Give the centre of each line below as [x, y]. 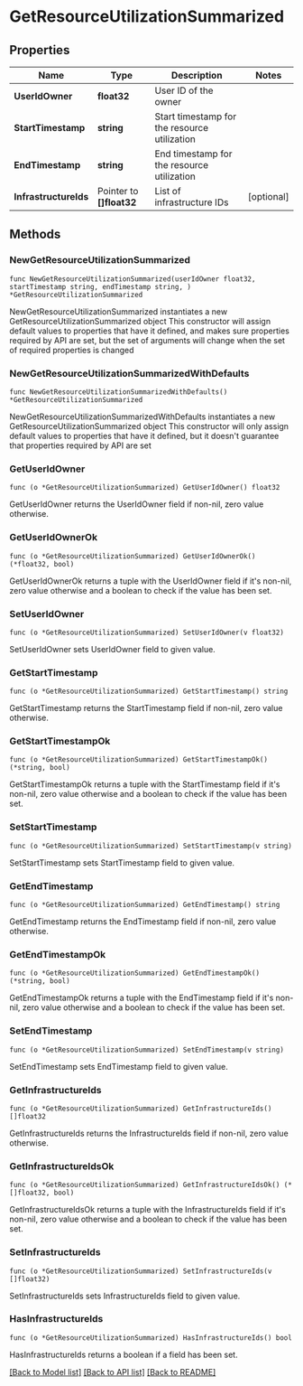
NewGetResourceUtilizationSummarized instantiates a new [119, 311]
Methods [35, 234]
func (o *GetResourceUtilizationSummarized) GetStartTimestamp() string [149, 692]
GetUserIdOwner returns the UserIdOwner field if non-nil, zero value [137, 504]
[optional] [268, 197]
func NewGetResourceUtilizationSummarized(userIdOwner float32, [133, 279]
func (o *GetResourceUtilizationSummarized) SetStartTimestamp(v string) [151, 846]
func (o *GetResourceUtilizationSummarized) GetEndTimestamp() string [145, 905]
